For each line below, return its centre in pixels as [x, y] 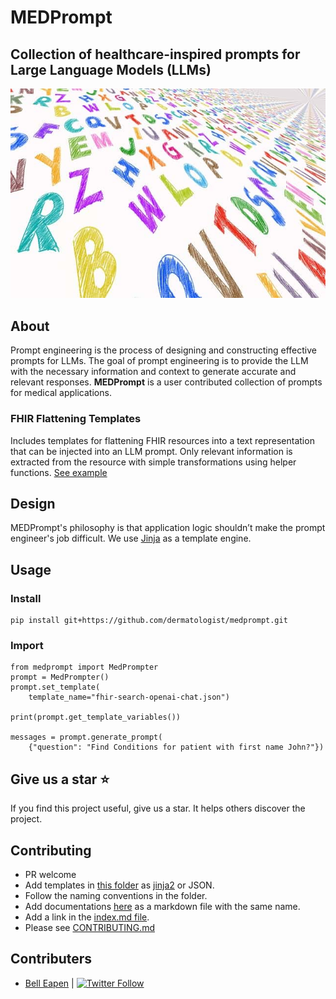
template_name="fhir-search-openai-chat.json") [129, 697]
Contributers [51, 959]
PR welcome [50, 874]
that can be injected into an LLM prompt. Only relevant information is [151, 451]
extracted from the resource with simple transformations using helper [153, 462]
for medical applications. [61, 393]
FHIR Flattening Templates [76, 419]
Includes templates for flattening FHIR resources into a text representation [162, 440]
